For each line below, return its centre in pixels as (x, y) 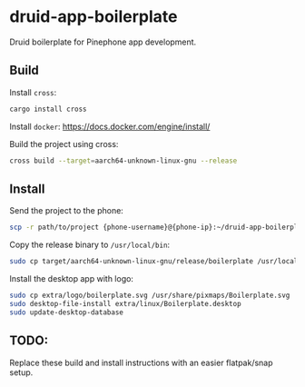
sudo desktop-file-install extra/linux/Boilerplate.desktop (126, 303)
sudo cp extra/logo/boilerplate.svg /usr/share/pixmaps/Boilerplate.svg (150, 296)
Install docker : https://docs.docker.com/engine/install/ (110, 126)
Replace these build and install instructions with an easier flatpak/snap (142, 362)
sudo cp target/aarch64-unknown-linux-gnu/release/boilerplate (132, 262)
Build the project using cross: (64, 144)
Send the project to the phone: (67, 211)
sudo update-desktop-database (67, 312)
